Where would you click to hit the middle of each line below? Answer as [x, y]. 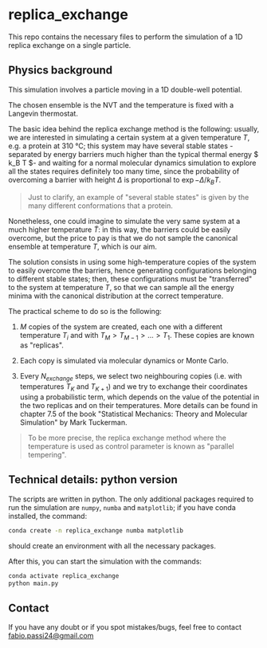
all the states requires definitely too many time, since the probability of [124, 171]
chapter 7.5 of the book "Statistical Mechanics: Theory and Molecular [133, 414]
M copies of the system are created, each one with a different [121, 326]
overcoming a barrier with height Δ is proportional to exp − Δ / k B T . [115, 181]
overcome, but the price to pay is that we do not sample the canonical [123, 238]
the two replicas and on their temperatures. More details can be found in [139, 405]
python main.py [33, 583]
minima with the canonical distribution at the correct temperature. [116, 296]
